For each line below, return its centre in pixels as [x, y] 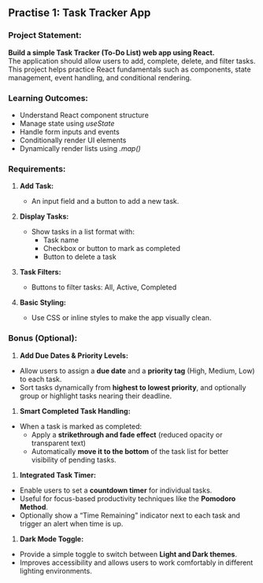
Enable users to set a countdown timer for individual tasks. [116, 490]
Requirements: [37, 168]
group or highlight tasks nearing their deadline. [96, 396]
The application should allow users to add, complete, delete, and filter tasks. [132, 61]
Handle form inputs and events [69, 131]
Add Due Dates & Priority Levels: [74, 355]
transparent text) [59, 443]
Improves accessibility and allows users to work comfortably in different [136, 563]
